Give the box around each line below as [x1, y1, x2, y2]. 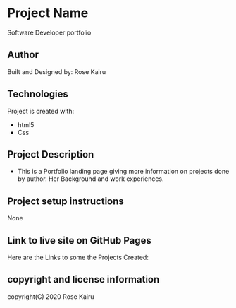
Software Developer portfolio [7, 28, 92, 37]
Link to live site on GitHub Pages [7, 235, 151, 247]
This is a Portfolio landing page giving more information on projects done [17, 167, 230, 176]
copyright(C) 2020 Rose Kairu [7, 292, 94, 301]
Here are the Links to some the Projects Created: [7, 253, 149, 261]
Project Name [7, 5, 89, 21]
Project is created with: [7, 107, 75, 115]
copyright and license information [7, 273, 160, 285]
